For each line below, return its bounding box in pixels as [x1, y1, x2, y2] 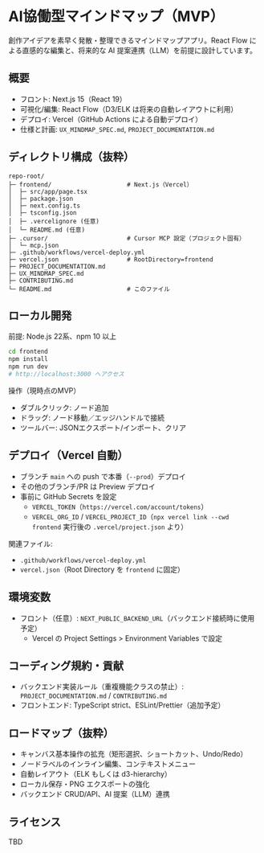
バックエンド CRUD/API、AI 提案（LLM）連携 [19, 789, 170, 799]
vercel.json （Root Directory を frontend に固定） [19, 564, 185, 574]
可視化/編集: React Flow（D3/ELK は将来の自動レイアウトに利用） [19, 104, 238, 113]
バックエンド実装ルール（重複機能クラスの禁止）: [19, 682, 185, 691]
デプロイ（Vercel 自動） [8, 449, 128, 462]
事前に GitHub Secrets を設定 [19, 491, 117, 501]
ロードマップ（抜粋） [8, 726, 114, 740]
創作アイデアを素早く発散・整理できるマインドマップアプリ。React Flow [8, 35, 248, 45]
